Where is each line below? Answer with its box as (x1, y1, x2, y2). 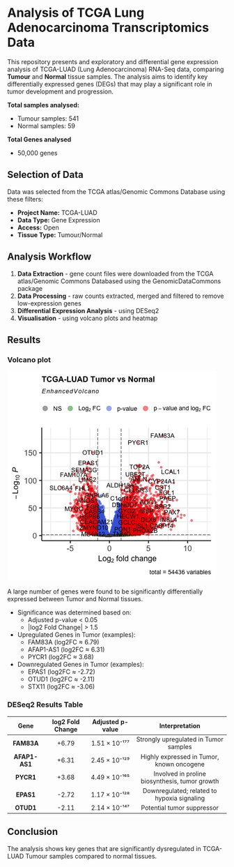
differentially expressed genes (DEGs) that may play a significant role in (7, 80, 212, 88)
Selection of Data (7, 169, 84, 181)
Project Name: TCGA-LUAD (17, 208, 97, 217)
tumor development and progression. (7, 87, 114, 96)
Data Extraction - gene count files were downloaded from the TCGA (17, 269, 214, 278)
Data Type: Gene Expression (17, 216, 101, 224)
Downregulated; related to (142, 787, 217, 795)
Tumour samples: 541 (17, 114, 79, 123)
